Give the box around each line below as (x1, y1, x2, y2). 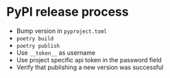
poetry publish (16, 42, 60, 49)
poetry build (16, 35, 54, 42)
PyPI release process (6, 4, 129, 20)
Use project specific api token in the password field (16, 55, 162, 64)
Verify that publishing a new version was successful (16, 63, 164, 71)
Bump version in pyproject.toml (16, 27, 108, 35)
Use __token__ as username (16, 49, 96, 57)
